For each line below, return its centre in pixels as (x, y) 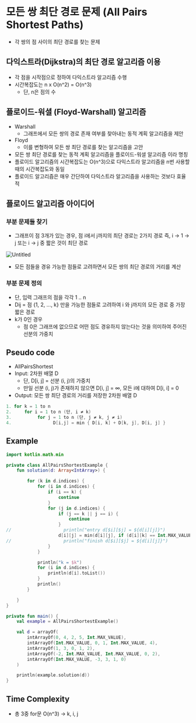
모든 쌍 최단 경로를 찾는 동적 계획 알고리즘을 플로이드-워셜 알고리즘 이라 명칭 (101, 154)
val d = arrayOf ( (38, 632)
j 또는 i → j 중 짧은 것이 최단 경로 (51, 243)
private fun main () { (32, 616)
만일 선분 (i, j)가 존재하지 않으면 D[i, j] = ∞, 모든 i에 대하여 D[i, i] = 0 (101, 388)
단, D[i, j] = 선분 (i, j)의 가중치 (57, 381)
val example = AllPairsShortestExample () (67, 622)
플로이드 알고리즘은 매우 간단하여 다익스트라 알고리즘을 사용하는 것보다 (95, 176)
